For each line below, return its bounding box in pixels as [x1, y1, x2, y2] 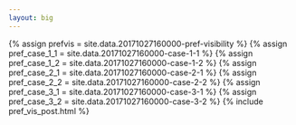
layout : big [8, 13, 53, 23]
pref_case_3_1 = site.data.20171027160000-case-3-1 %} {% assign [8, 86, 257, 97]
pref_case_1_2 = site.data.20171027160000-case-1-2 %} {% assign [8, 57, 257, 68]
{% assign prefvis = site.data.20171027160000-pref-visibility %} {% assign [8, 38, 288, 49]
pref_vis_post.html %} [8, 105, 90, 116]
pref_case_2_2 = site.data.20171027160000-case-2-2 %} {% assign [8, 76, 261, 87]
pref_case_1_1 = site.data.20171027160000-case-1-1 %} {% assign [8, 47, 253, 59]
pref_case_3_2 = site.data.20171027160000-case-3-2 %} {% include [8, 96, 263, 107]
